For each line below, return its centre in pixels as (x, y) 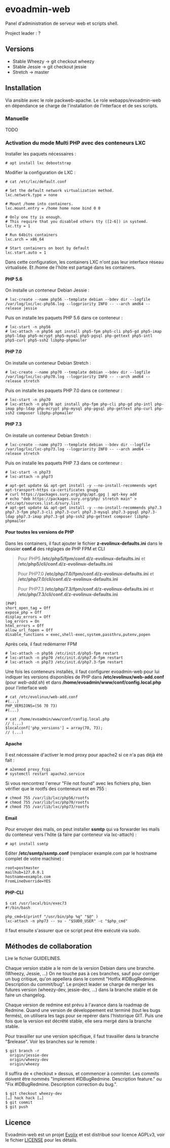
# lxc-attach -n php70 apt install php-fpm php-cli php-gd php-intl (79, 404)
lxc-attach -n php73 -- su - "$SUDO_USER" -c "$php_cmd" (67, 921)
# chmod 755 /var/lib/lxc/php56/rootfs (47, 798)
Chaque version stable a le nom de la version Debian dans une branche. (80, 968)
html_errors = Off (25, 626)
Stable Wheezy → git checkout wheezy (53, 61)
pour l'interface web (26, 688)
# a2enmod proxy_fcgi (28, 770)
